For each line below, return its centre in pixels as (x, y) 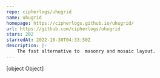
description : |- (27, 46)
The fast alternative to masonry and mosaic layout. (86, 51)
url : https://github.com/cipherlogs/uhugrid (63, 29)
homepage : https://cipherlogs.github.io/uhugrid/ (70, 23)
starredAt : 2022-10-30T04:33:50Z (48, 40)
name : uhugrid (24, 18)
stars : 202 (20, 34)
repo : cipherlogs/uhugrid (39, 12)
